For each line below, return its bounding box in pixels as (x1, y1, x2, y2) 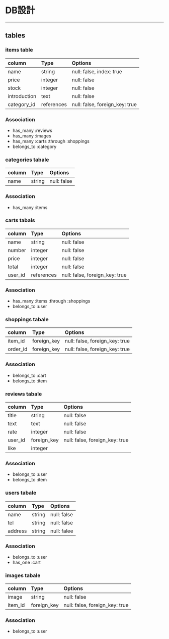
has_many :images (12, 132, 51, 139)
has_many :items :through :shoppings (12, 298, 91, 304)
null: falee (50, 527, 74, 534)
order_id (8, 346, 28, 353)
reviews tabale (5, 390, 42, 397)
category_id (8, 101, 36, 108)
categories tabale (5, 156, 49, 163)
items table (5, 46, 34, 54)
